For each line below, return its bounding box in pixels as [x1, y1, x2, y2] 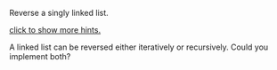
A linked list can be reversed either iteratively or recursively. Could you [9, 42, 269, 52]
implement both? [9, 51, 71, 61]
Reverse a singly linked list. [9, 8, 109, 18]
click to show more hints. [9, 25, 101, 35]
